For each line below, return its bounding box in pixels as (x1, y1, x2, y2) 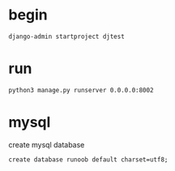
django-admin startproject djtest (8, 32, 126, 41)
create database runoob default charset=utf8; (8, 156, 169, 164)
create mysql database (8, 139, 85, 149)
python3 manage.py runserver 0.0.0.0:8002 (8, 86, 154, 94)
